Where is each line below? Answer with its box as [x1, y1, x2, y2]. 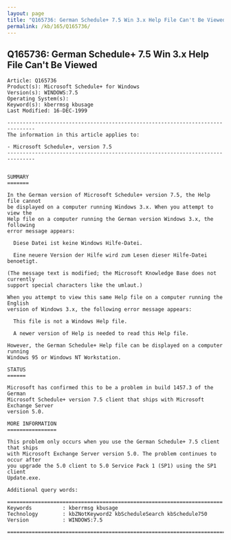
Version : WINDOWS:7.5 [7, 517, 103, 523]
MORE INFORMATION [7, 420, 57, 427]
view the [7, 210, 32, 217]
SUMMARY [7, 173, 30, 181]
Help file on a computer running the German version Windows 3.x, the [7, 216, 214, 223]
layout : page [7, 10, 45, 17]
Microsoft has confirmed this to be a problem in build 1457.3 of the [7, 385, 214, 391]
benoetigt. [7, 258, 38, 265]
